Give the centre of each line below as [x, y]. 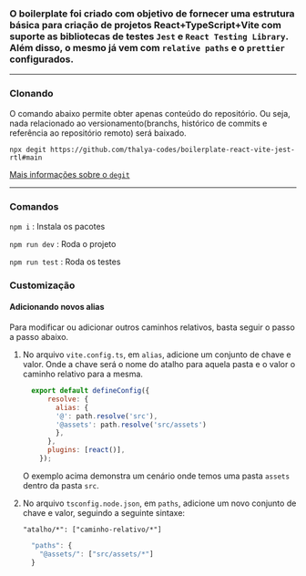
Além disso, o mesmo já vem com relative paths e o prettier [147, 47]
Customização [42, 285]
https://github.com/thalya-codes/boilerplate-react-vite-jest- [173, 149]
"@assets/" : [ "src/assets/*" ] [97, 554]
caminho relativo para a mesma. [83, 374]
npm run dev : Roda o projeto [63, 243]
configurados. [42, 59]
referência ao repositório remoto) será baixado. [98, 133]
